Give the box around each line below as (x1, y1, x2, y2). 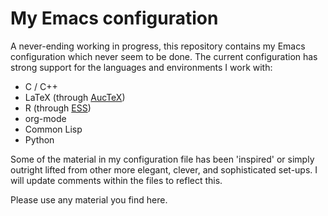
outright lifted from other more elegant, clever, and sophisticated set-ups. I (10, 163, 318, 176)
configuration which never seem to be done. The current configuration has (10, 50, 318, 62)
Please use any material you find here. (10, 193, 168, 206)
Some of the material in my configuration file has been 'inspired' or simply (10, 153, 315, 165)
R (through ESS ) (24, 102, 92, 114)
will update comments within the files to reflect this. (10, 174, 223, 186)
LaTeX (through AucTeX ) (24, 91, 126, 103)
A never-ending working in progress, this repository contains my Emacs (10, 40, 306, 52)
